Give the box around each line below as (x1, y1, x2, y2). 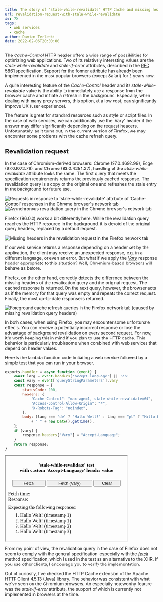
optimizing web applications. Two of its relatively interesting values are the (5, 57, 154, 63)
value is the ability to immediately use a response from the (26, 87, 143, 93)
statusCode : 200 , (22, 388, 57, 393)
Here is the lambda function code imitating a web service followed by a (5, 355, 147, 360)
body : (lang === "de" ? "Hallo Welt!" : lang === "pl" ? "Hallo (22, 414, 155, 419)
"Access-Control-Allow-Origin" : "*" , (31, 401, 108, 406)
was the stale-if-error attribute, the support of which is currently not (5, 586, 142, 592)
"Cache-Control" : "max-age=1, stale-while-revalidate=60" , (31, 396, 153, 401)
